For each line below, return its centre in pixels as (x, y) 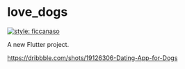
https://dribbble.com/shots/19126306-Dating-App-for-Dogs (92, 58)
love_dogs (38, 12)
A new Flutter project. (38, 44)
